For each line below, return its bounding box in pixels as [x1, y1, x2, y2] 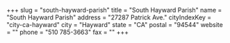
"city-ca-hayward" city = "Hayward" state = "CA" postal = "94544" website [6, 21, 223, 28]
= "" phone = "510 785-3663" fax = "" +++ [6, 28, 129, 36]
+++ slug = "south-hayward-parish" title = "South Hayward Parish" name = [6, 6, 222, 14]
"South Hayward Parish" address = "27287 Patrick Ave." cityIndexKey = [6, 13, 212, 21]
